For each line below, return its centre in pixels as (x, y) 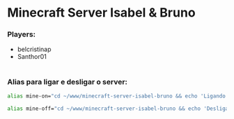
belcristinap (34, 49)
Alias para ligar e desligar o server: (67, 82)
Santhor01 (32, 57)
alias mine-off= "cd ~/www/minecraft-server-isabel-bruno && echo (104, 109)
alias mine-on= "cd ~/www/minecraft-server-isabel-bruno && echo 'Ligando (117, 96)
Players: (22, 35)
